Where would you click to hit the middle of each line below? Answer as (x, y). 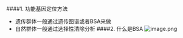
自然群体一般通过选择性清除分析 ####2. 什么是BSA (79, 29)
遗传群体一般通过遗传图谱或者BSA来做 (63, 21)
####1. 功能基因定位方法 (37, 9)
